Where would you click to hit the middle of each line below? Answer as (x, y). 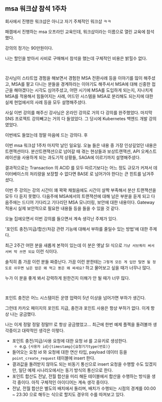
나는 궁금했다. (23, 314)
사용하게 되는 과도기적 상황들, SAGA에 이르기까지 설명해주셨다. (81, 157)
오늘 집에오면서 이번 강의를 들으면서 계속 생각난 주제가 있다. (61, 218)
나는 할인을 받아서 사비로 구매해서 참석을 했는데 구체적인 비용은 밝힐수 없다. (76, 58)
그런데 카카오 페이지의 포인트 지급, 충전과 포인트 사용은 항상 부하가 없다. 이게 (77, 308)
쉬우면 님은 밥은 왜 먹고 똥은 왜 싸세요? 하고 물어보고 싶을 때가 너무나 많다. (83, 268)
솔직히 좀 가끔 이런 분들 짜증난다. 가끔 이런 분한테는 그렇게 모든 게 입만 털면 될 (78, 261)
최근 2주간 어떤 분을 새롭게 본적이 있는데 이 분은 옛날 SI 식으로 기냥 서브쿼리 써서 (80, 245)
